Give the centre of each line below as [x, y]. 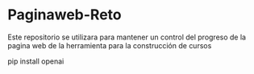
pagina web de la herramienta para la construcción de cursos [110, 45]
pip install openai [36, 61]
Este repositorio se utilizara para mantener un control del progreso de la [127, 37]
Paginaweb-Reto [65, 15]
